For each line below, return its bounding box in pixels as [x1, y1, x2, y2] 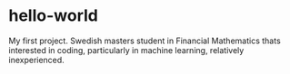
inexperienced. [8, 54, 65, 65]
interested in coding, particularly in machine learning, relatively [8, 44, 245, 55]
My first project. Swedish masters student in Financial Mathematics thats [8, 35, 281, 46]
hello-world [8, 5, 99, 26]
